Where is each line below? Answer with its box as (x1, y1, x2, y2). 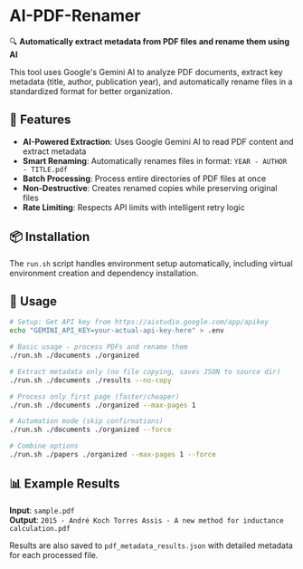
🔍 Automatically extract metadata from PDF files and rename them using (9, 35, 290, 46)
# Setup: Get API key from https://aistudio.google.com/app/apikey (9, 318, 270, 327)
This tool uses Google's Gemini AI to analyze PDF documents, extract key (9, 66, 283, 77)
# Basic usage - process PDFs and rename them (9, 342, 188, 352)
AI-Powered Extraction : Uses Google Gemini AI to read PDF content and (22, 136, 294, 147)
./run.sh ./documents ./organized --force (9, 425, 172, 435)
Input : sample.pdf (9, 505, 75, 516)
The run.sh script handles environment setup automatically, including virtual (9, 257, 293, 268)
